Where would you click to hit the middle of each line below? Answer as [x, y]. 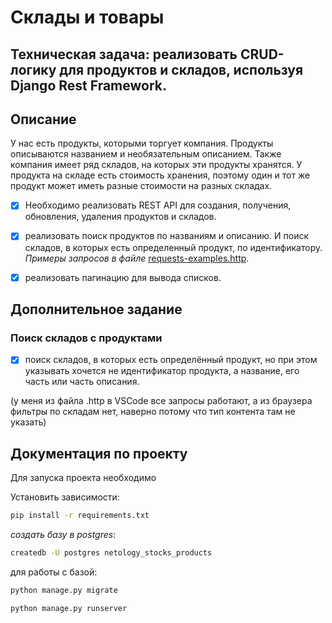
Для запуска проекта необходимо [83, 478]
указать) [28, 422]
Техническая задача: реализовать [124, 54]
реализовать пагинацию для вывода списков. [123, 277]
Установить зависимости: [65, 497]
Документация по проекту [99, 453]
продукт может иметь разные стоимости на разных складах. [141, 186]
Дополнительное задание [96, 309]
